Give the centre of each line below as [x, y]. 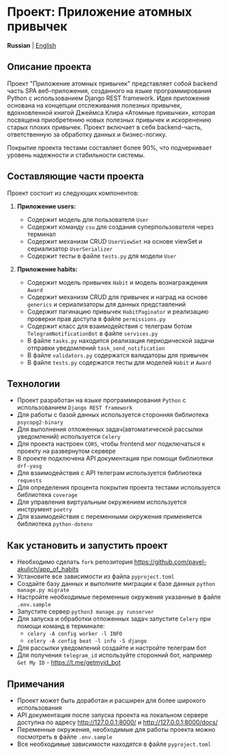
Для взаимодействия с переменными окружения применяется [110, 517]
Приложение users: [46, 206]
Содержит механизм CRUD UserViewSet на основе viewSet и [115, 241]
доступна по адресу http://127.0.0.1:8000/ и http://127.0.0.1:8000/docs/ [117, 722]
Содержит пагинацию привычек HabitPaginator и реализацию [118, 311]
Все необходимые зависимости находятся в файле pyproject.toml [114, 744]
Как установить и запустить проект [88, 545]
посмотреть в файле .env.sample [65, 737]
